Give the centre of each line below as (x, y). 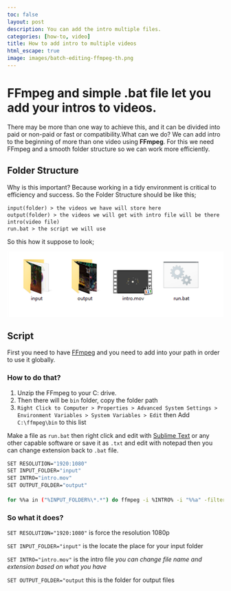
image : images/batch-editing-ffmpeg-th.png (70, 59)
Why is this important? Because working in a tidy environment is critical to (112, 187)
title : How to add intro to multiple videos (72, 44)
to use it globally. (31, 360)
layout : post (26, 22)
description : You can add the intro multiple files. (84, 29)
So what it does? (35, 517)
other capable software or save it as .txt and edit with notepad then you (110, 443)
